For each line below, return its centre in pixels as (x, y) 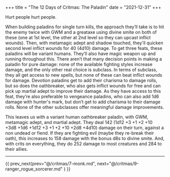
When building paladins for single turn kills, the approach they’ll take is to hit (85, 27)
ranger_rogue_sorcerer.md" (34, 169)
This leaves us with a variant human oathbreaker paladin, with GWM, (77, 117)
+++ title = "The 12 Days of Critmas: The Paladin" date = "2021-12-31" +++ (83, 7)
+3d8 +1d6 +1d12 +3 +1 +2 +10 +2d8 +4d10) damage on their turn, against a (85, 128)
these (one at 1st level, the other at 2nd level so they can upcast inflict (78, 38)
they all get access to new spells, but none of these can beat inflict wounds (84, 75)
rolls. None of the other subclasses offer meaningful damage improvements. (85, 107)
